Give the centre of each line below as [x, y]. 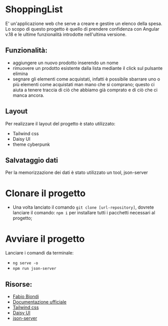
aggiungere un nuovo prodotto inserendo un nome [65, 63]
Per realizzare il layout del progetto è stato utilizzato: [60, 123]
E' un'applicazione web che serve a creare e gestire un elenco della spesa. [84, 23]
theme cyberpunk [31, 144]
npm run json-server [34, 269]
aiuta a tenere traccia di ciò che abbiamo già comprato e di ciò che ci [85, 90]
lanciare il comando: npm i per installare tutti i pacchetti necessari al [84, 213]
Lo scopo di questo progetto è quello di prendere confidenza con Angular [82, 29]
